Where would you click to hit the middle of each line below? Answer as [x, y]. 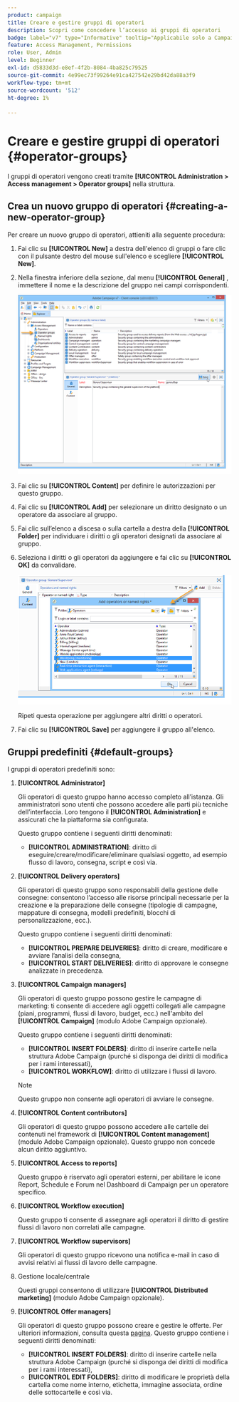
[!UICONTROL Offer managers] [64, 1311]
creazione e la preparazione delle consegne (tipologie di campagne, [118, 905]
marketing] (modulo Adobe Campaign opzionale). [91, 1298]
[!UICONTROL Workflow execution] [71, 1206]
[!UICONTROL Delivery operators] [69, 876]
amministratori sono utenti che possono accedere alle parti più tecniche [123, 804]
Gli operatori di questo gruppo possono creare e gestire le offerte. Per [120, 1326]
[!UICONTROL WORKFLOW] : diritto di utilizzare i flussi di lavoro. [122, 1071]
